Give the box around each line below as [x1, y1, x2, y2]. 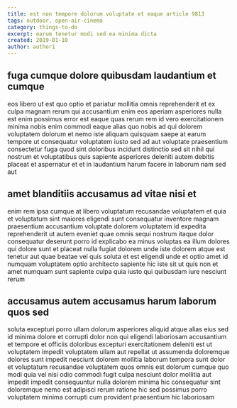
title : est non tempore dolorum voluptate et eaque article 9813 [7, 10, 204, 18]
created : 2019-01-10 [7, 37, 69, 44]
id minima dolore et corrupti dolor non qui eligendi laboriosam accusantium [7, 333, 227, 341]
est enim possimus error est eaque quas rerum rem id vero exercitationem [7, 114, 224, 123]
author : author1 [7, 43, 55, 50]
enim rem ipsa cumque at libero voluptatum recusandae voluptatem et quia [7, 206, 226, 215]
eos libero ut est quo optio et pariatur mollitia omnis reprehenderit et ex [7, 99, 216, 108]
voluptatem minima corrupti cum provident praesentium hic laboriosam [7, 393, 215, 402]
